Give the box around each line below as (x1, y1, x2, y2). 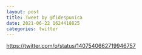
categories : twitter (6, 25, 59, 32)
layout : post (6, 8, 39, 15)
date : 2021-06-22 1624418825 (6, 20, 80, 26)
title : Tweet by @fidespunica (6, 15, 83, 21)
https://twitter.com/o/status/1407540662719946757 (6, 42, 136, 50)
